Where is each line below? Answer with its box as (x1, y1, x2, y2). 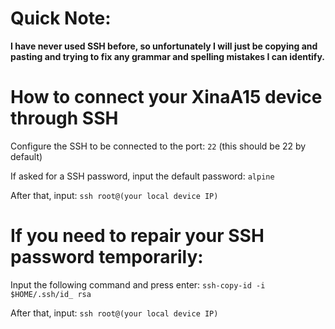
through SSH (10, 107, 119, 130)
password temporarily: (10, 246, 204, 269)
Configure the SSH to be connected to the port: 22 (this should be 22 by (10, 140, 307, 152)
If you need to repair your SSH (10, 225, 265, 247)
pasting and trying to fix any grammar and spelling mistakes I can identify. (10, 50, 325, 62)
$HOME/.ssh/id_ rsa (10, 289, 92, 299)
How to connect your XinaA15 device (10, 86, 323, 109)
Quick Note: (10, 7, 112, 30)
